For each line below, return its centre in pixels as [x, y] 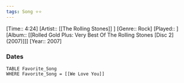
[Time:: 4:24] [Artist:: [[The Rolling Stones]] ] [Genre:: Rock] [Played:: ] [92, 28]
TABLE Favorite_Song [32, 69]
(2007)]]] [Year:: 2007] [34, 41]
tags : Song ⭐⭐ [24, 12]
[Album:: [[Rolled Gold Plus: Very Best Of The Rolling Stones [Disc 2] [90, 35]
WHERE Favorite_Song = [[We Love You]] [55, 74]
